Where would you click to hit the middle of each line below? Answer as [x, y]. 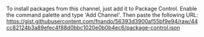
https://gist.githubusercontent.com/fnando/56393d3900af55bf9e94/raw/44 [102, 21]
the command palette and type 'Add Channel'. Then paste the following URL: [102, 15]
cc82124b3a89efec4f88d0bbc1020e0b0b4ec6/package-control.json [93, 27]
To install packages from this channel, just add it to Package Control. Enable [102, 9]
